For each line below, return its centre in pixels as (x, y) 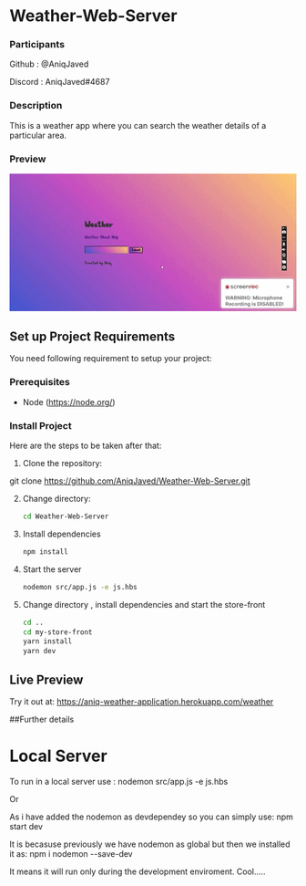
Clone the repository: (62, 464)
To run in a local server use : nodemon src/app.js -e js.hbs (119, 781)
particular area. (38, 135)
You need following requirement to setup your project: (111, 359)
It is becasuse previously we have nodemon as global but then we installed (150, 844)
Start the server (52, 569)
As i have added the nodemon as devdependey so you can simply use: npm (152, 817)
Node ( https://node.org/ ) (69, 401)
